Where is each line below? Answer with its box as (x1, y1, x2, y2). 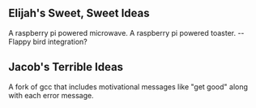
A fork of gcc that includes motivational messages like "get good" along (8, 81, 249, 92)
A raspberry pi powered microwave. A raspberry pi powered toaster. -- (8, 28, 245, 37)
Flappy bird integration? (8, 37, 87, 46)
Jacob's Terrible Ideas (8, 60, 124, 74)
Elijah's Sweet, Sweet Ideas (8, 6, 150, 20)
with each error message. (8, 90, 95, 100)
